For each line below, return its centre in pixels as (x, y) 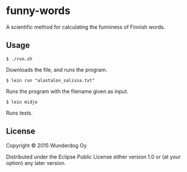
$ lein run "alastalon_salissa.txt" (50, 80)
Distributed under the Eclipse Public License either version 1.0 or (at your (93, 157)
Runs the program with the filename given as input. (67, 91)
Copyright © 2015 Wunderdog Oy (47, 145)
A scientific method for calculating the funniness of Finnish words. (86, 27)
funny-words (38, 11)
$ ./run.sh (19, 59)
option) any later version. (36, 163)
